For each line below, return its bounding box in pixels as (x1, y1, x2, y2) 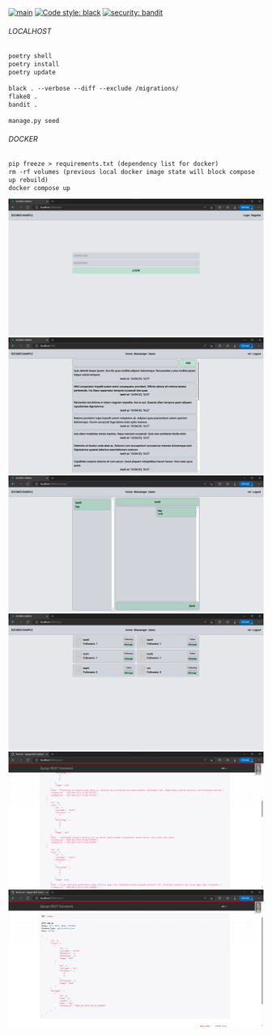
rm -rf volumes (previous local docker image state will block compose (8, 168, 255, 176)
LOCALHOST (8, 26, 52, 36)
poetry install (8, 61, 60, 69)
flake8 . (8, 93, 38, 101)
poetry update (8, 69, 57, 77)
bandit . (8, 101, 38, 109)
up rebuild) (8, 176, 49, 185)
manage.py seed (8, 117, 60, 125)
